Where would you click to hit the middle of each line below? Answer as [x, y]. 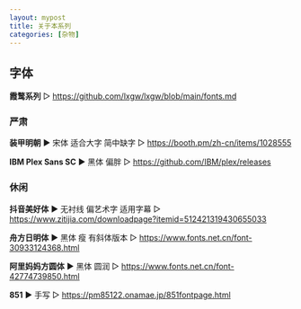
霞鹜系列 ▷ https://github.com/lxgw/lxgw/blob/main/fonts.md [123, 96]
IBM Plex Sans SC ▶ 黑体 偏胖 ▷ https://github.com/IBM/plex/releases [140, 162]
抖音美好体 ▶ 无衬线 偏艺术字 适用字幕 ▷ [85, 208]
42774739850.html [44, 276]
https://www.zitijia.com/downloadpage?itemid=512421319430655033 [138, 219]
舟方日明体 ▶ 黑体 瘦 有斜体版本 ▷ [73, 237]
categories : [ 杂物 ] [44, 34]
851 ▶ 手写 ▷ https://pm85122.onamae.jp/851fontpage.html [120, 295]
